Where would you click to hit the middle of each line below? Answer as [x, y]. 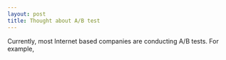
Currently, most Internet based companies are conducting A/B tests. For [113, 41]
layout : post [27, 14]
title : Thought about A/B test [54, 21]
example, [21, 49]
